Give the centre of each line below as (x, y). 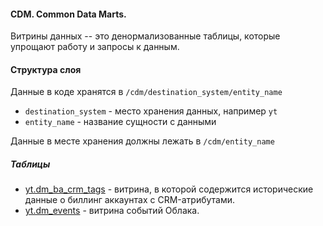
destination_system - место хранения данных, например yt (151, 111)
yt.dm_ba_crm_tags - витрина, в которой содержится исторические (169, 189)
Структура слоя (46, 69)
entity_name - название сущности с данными (120, 122)
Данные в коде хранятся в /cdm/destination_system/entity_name (146, 92)
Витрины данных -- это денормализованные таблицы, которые (145, 36)
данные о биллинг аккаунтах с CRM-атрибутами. (130, 200)
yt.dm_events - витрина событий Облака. (112, 211)
